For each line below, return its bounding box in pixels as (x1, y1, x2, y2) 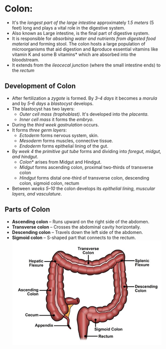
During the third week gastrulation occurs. (11, 121, 99, 127)
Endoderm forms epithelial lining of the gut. (19, 143, 109, 149)
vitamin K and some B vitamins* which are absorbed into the (11, 51, 137, 57)
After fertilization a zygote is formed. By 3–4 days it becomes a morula (11, 95, 158, 101)
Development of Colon (4, 82, 76, 90)
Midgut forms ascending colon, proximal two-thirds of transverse (19, 164, 154, 170)
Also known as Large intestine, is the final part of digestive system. (11, 30, 150, 36)
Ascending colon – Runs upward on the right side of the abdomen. (11, 218, 150, 224)
